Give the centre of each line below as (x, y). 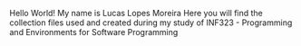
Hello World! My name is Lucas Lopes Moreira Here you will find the (136, 13)
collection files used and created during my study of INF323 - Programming (151, 23)
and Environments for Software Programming (94, 32)
